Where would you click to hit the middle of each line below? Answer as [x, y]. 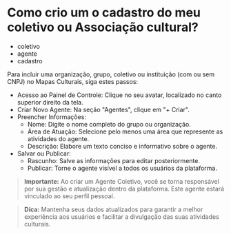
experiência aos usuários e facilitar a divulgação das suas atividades [121, 216]
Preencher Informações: [51, 117]
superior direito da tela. [50, 102]
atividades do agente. [58, 138]
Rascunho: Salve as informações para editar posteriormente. [113, 160]
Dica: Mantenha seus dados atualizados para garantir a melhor [113, 209]
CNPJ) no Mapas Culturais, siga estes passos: [73, 81]
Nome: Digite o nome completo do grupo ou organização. [109, 124]
